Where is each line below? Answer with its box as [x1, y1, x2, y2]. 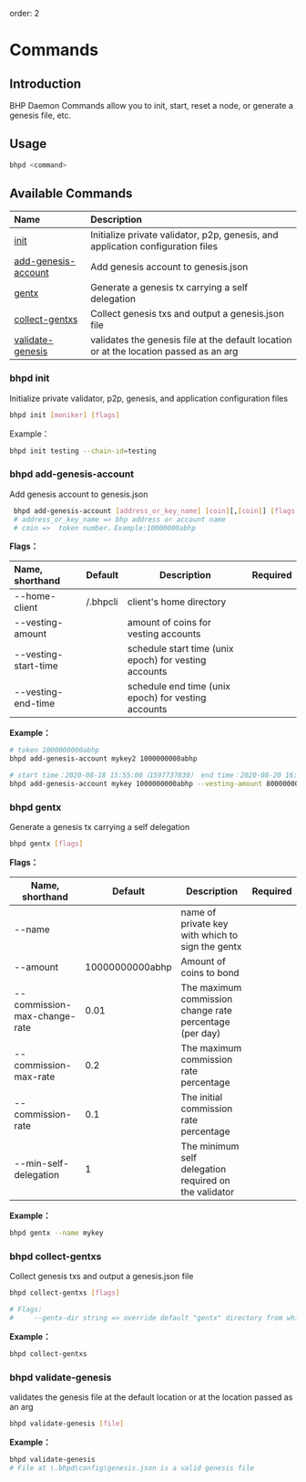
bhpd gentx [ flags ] [9, 839, 84, 848]
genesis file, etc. [9, 110, 72, 121]
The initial [180, 1091, 223, 1104]
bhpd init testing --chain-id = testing [9, 447, 157, 456]
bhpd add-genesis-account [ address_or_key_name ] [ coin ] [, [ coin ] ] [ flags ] [13, 506, 300, 515]
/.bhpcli [86, 595, 118, 608]
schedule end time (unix [127, 680, 230, 693]
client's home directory [127, 595, 227, 608]
